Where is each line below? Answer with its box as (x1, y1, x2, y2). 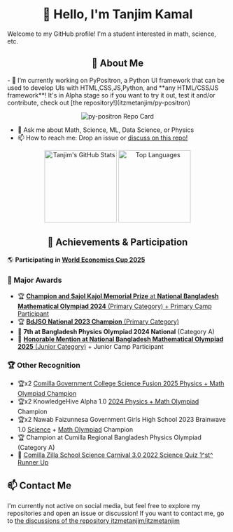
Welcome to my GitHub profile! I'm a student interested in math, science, (7, 29, 217, 38)
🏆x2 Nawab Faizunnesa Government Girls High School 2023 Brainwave (17, 415, 226, 424)
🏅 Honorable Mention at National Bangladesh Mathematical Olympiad (17, 335, 224, 343)
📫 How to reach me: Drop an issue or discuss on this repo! (17, 133, 188, 142)
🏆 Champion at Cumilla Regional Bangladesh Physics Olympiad (17, 433, 202, 441)
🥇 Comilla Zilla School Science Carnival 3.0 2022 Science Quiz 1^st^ (17, 451, 213, 459)
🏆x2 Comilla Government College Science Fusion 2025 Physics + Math (17, 379, 225, 388)
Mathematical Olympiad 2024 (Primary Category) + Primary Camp (17, 302, 212, 310)
